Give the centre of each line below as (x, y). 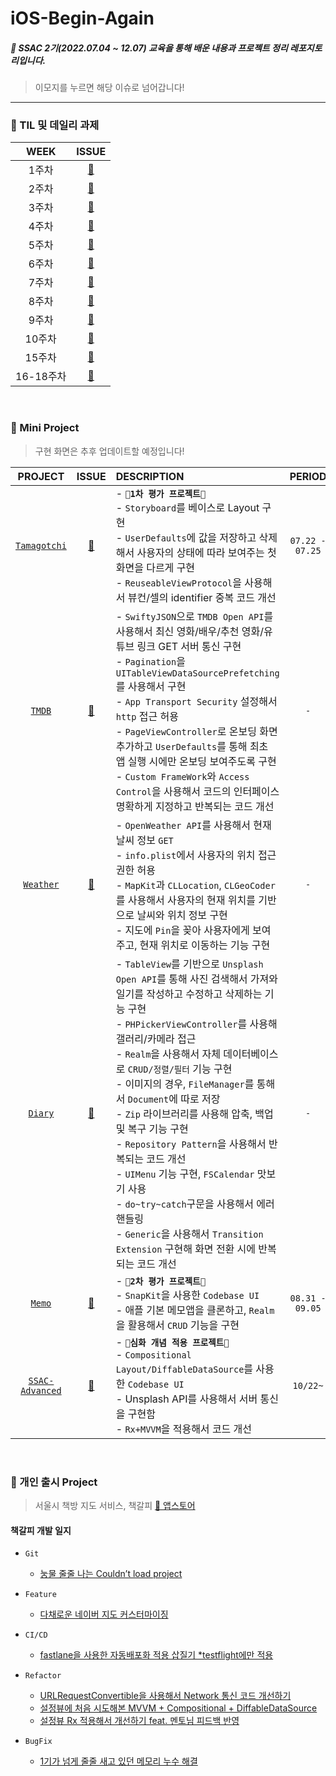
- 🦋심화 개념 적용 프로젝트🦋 (172, 1342)
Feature (40, 1595)
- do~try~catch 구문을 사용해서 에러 (195, 1204)
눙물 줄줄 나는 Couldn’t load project (111, 1574)
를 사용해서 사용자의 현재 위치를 (185, 900)
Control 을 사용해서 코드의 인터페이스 (197, 791)
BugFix (38, 1742)
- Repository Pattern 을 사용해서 (191, 1144)
